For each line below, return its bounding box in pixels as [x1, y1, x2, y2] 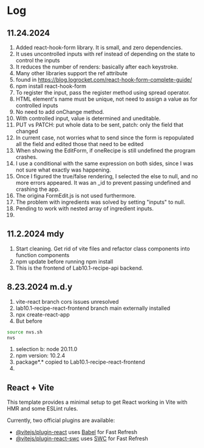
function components [15, 251, 70, 258]
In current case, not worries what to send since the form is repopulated [15, 134, 194, 141]
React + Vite [7, 383, 55, 393]
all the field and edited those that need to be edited [15, 141, 144, 147]
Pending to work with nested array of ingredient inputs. [15, 205, 154, 212]
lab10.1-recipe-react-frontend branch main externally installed [15, 304, 171, 312]
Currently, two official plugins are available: [7, 416, 115, 424]
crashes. [15, 153, 38, 161]
